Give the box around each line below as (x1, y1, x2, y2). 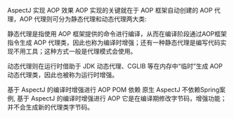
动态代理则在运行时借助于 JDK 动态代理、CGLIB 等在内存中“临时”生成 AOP (7, 62, 223, 70)
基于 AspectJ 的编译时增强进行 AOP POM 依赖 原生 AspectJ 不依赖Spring (7, 86, 220, 94)
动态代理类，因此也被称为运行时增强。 (7, 71, 118, 79)
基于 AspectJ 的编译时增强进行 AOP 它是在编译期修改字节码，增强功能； (16, 94, 227, 103)
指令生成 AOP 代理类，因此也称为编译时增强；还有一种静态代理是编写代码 (7, 38, 221, 47)
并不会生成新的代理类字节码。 (7, 103, 93, 111)
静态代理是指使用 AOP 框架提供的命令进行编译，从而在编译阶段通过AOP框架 (7, 30, 227, 38)
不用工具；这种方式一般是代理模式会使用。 (13, 47, 137, 55)
